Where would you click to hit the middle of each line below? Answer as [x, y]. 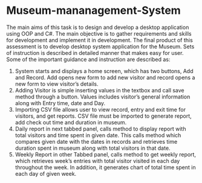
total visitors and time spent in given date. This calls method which [98, 135]
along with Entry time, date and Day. [60, 103]
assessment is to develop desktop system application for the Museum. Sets [100, 47]
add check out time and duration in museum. [71, 122]
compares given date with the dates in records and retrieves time [96, 141]
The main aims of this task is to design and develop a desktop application [98, 27]
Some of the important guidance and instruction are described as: [88, 59]
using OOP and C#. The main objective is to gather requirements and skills [99, 33]
